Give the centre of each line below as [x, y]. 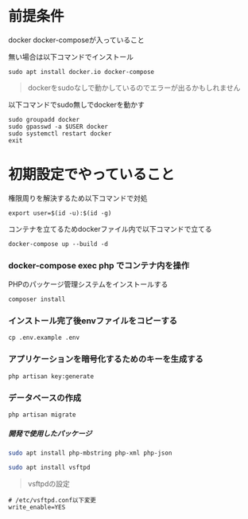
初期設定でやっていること [91, 175]
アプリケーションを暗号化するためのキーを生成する [106, 359]
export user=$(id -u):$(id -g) [60, 213]
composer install [37, 299]
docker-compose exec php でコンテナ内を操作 [99, 265]
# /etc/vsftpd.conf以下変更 [52, 500]
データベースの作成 [45, 397]
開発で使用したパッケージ [50, 433]
